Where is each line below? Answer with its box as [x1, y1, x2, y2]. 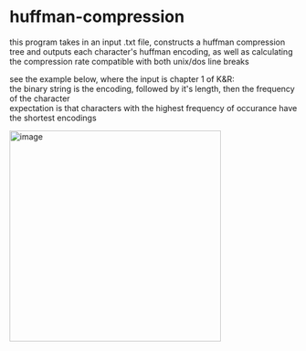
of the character [9, 93, 70, 104]
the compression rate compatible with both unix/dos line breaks [9, 56, 249, 67]
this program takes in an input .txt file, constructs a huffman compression [9, 36, 286, 47]
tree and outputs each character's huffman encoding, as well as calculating [9, 46, 293, 57]
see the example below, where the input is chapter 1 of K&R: [9, 73, 235, 84]
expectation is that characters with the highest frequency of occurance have [9, 102, 298, 113]
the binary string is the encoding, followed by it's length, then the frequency [9, 83, 295, 94]
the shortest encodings [9, 112, 98, 123]
